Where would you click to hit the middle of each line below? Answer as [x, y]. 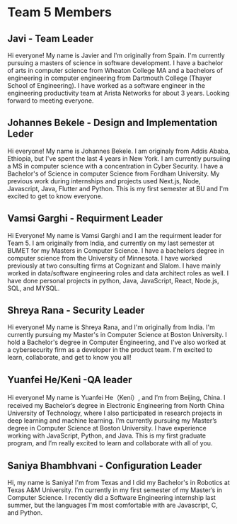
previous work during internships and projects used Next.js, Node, [104, 181]
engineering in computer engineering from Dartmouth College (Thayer [110, 78]
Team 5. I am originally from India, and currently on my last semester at [111, 243]
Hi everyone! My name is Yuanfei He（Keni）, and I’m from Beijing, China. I [116, 398]
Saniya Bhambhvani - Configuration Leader [105, 466]
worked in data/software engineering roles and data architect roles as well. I [118, 273]
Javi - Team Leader [51, 39]
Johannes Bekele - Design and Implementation [112, 123]
